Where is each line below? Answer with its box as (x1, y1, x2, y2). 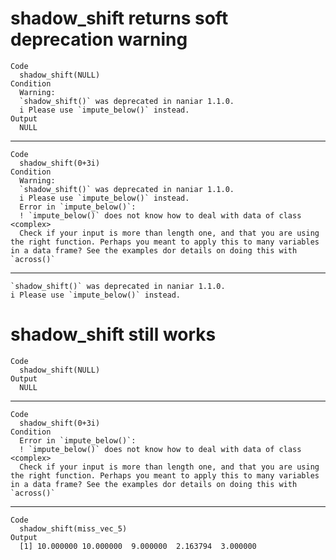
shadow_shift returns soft (10, 7, 229, 30)
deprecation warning (10, 28, 188, 51)
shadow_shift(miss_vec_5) (19, 523, 128, 534)
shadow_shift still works (10, 323, 217, 346)
